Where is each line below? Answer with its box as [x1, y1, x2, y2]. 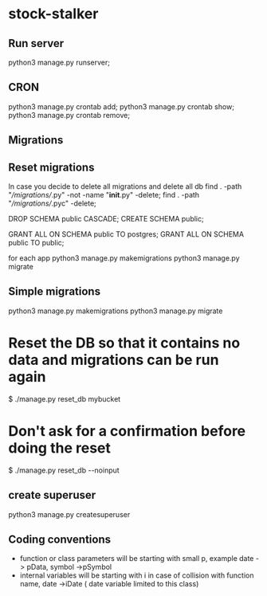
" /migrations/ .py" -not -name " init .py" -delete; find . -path [8, 190, 200, 200]
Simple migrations [8, 284, 101, 299]
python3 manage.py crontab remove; [8, 110, 130, 120]
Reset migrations [8, 160, 95, 174]
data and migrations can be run [8, 351, 219, 369]
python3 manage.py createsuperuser [8, 509, 131, 519]
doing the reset [8, 439, 112, 457]
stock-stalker [8, 5, 99, 23]
